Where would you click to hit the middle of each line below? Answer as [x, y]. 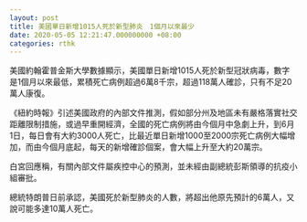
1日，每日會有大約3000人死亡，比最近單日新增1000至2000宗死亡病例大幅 [148, 136]
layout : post [34, 18]
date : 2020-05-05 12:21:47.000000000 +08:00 [95, 35]
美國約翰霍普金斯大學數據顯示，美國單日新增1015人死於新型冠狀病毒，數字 [150, 70]
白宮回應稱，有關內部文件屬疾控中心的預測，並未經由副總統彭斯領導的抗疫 [149, 166]
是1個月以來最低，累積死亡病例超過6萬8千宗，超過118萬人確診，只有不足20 [151, 82]
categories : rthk [42, 43]
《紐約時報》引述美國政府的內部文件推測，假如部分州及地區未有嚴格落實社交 [153, 113]
